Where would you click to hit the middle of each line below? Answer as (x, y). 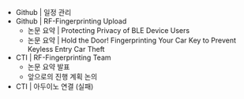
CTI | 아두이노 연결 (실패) (54, 86)
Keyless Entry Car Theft (66, 49)
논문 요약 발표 (49, 67)
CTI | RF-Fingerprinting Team (64, 57)
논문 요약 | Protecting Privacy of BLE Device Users (109, 30)
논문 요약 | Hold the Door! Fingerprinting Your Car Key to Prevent (132, 40)
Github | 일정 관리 (43, 12)
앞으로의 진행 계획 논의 (62, 77)
